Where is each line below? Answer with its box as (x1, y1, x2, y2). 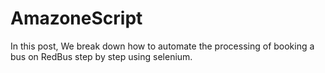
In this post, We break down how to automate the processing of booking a (10, 40, 315, 52)
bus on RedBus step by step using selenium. (10, 50, 193, 62)
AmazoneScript (10, 7, 143, 30)
